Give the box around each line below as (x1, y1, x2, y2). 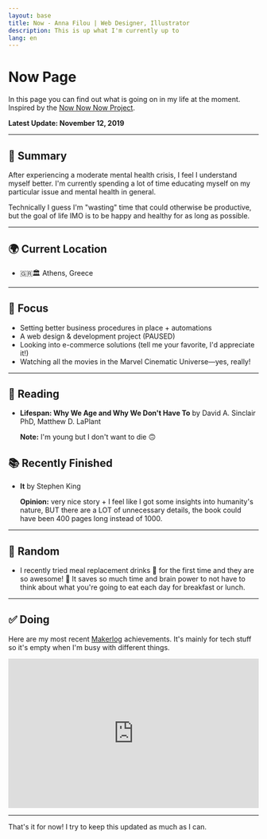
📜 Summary (8, 149, 68, 163)
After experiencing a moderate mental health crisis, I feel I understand (8, 171, 238, 179)
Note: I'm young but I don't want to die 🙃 (19, 432, 157, 442)
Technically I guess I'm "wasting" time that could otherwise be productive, (8, 202, 252, 212)
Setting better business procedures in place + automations (19, 323, 212, 332)
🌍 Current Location (8, 242, 107, 256)
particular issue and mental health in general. (8, 187, 157, 196)
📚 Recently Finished (8, 456, 113, 470)
